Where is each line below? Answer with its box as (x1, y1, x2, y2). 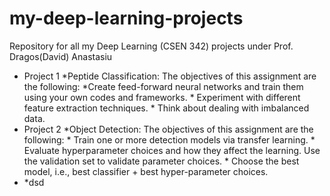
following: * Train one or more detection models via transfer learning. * (23, 133, 316, 146)
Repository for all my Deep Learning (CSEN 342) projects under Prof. (9, 40, 294, 52)
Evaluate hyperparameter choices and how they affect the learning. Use (23, 144, 321, 156)
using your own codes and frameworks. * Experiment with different (23, 91, 301, 103)
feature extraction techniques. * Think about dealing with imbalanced (23, 102, 310, 114)
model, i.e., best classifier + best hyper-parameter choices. (23, 165, 269, 177)
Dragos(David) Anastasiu (9, 50, 113, 62)
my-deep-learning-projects (9, 7, 244, 30)
